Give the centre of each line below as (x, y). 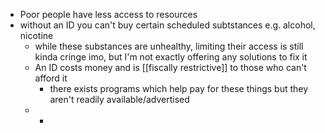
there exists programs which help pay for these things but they (179, 88)
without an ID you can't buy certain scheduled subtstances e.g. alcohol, (167, 25)
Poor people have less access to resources (108, 14)
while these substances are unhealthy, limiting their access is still (169, 46)
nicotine (36, 35)
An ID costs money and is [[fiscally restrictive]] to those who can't (170, 67)
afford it (51, 78)
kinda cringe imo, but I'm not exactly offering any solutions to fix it (171, 57)
